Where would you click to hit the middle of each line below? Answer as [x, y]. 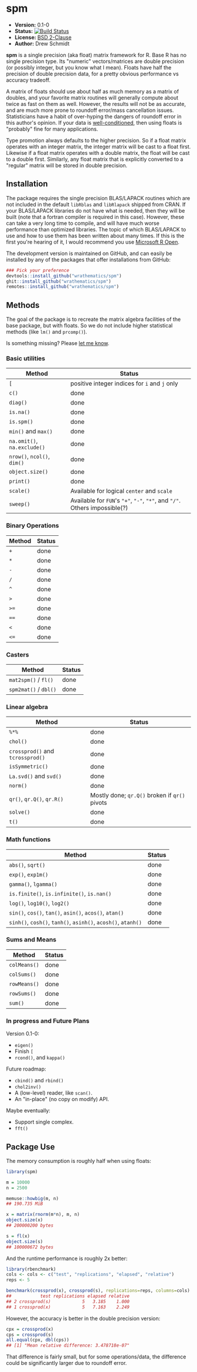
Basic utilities [26, 358]
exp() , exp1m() [29, 874]
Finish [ [24, 1051]
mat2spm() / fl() [31, 680]
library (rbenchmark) [31, 1269]
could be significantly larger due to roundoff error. [67, 1363]
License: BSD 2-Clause [43, 37]
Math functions [28, 840]
